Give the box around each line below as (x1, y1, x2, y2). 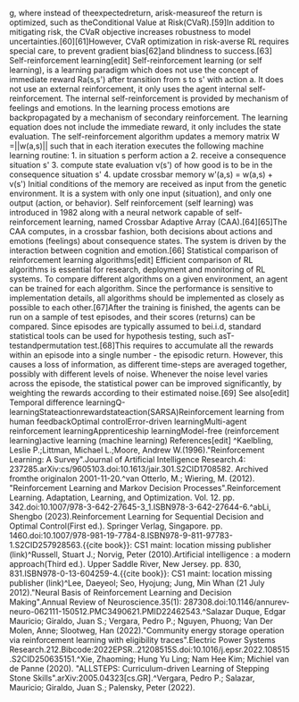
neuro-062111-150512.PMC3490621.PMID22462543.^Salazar (9, 606, 234, 616)
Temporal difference (9, 397, 84, 408)
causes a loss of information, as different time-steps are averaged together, (9, 359, 287, 369)
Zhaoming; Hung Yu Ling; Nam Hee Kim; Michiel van (96, 654, 290, 664)
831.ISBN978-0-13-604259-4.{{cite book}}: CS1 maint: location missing (9, 568, 272, 579)
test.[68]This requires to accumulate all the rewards (83, 340, 274, 351)
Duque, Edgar (235, 606, 287, 616)
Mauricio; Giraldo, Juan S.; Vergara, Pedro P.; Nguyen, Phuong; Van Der (9, 616, 274, 626)
